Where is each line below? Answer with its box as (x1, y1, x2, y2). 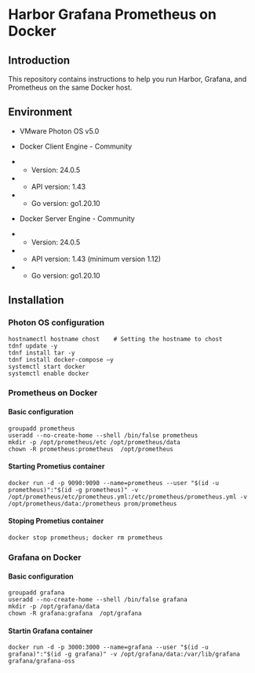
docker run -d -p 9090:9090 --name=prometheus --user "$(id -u (8, 479, 220, 487)
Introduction (8, 53, 71, 67)
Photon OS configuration (8, 317, 104, 328)
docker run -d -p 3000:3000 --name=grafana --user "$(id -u (8, 643, 209, 652)
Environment (8, 105, 73, 119)
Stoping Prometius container (8, 517, 104, 526)
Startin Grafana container (8, 626, 93, 635)
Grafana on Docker (8, 552, 82, 563)
